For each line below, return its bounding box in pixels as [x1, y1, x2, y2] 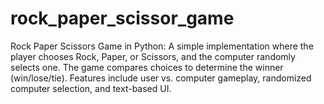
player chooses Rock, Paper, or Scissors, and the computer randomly [10, 50, 296, 62]
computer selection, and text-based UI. [10, 82, 172, 94]
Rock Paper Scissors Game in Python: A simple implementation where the [10, 40, 314, 52]
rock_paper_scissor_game [10, 7, 235, 30]
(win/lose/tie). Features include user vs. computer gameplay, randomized [10, 72, 312, 84]
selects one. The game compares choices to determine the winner [10, 61, 284, 73]
